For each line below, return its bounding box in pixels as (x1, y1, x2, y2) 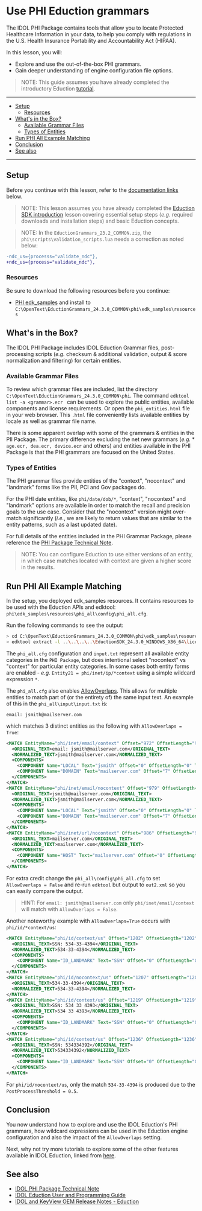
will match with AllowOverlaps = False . (20, 905, 118, 912)
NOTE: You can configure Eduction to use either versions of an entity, (20, 551, 194, 558)
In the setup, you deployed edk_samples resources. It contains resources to (6, 597, 194, 605)
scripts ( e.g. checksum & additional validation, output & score (35, 350, 188, 357)
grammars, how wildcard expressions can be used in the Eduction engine (6, 1127, 188, 1134)
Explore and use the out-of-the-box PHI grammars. (14, 60, 142, 68)
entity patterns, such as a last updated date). (6, 521, 117, 529)
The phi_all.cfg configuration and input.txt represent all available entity (6, 650, 189, 657)
